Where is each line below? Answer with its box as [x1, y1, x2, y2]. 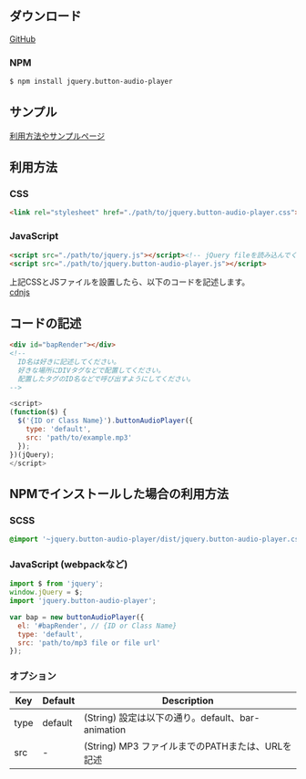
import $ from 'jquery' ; [9, 579, 104, 588]
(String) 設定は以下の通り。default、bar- [83, 711, 260, 723]
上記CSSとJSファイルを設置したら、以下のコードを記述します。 [9, 276, 250, 287]
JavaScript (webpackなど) [9, 557, 128, 570]
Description [162, 694, 214, 707]
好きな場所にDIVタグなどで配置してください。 [17, 366, 166, 375]
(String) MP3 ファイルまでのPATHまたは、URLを [83, 740, 292, 753]
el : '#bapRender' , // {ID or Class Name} [17, 621, 178, 630]
